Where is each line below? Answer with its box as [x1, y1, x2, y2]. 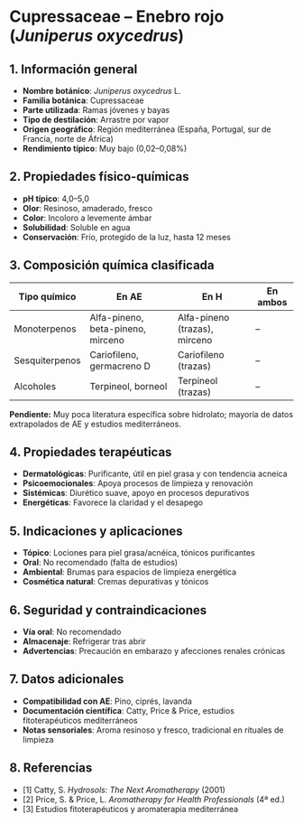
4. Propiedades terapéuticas [9, 444, 172, 460]
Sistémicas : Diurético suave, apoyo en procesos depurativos [22, 488, 250, 499]
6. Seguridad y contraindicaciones [9, 603, 207, 618]
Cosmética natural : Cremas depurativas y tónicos [22, 576, 209, 587]
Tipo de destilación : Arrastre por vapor [22, 115, 170, 125]
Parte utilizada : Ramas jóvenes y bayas [22, 105, 170, 115]
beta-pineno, [89, 323, 147, 335]
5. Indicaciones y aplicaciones [9, 523, 183, 538]
